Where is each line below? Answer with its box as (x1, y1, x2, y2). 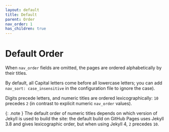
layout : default (5, 7, 39, 13)
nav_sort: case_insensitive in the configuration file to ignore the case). (5, 85, 155, 92)
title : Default (5, 12, 37, 17)
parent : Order (5, 17, 35, 22)
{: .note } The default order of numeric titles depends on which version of (5, 110, 158, 116)
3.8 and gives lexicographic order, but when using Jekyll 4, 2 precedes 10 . (5, 121, 159, 127)
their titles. (5, 70, 28, 76)
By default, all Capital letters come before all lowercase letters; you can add (5, 80, 162, 86)
